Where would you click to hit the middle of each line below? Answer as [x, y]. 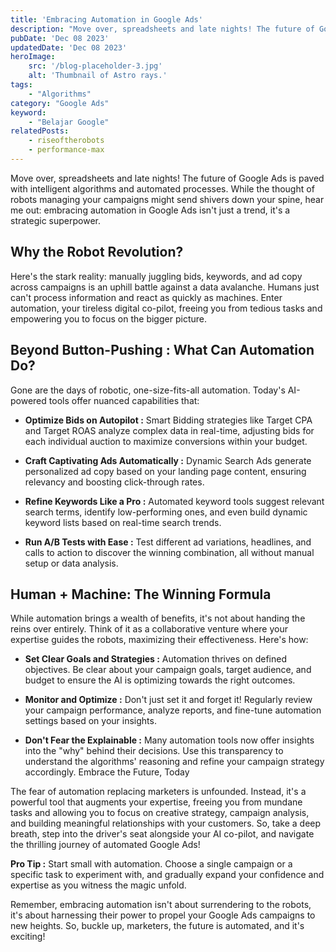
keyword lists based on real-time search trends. [123, 522]
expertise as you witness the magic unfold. [98, 885]
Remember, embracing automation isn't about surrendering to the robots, [161, 905]
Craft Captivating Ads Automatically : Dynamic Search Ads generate [168, 460]
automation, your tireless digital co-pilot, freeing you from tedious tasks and [166, 308]
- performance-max [66, 150]
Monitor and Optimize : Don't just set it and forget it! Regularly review [168, 700]
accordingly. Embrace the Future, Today [107, 772]
